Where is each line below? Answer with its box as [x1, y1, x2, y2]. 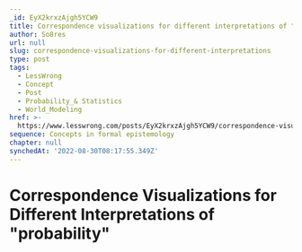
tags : [9, 64, 30, 73]
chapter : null [9, 138, 63, 147]
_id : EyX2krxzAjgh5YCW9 [9, 13, 99, 22]
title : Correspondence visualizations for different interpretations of [9, 22, 288, 30]
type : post [9, 55, 50, 64]
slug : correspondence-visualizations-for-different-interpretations [9, 47, 271, 56]
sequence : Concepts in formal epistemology [9, 130, 175, 139]
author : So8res [9, 30, 67, 39]
